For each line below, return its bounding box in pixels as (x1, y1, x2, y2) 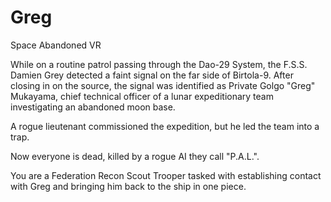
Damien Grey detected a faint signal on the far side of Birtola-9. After (10, 69, 294, 81)
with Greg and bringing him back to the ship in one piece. (10, 180, 247, 192)
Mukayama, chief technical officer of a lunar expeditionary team (10, 90, 274, 102)
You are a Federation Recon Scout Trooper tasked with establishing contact (10, 169, 322, 181)
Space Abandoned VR (10, 39, 102, 51)
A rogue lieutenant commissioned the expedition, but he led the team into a (10, 120, 320, 132)
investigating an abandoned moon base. (10, 101, 176, 113)
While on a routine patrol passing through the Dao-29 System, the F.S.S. (10, 58, 308, 70)
